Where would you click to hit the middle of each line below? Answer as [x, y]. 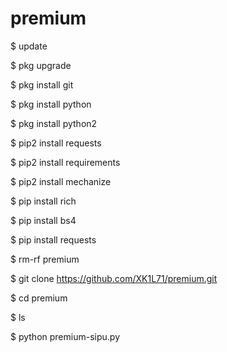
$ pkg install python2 [54, 123]
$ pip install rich [43, 201]
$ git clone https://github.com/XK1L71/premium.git [114, 278]
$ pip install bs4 [43, 220]
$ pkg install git [42, 84]
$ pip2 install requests [56, 143]
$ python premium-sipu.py [65, 336]
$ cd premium [39, 298]
